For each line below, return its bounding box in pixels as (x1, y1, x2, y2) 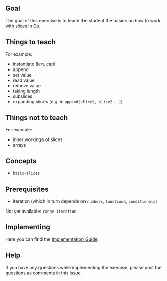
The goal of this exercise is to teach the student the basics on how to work (5, 17, 161, 23)
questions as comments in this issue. (5, 270, 82, 276)
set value (12, 72, 32, 78)
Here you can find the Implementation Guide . (5, 236, 99, 242)
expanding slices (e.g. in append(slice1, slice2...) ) (12, 98, 123, 104)
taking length (12, 88, 40, 94)
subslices (12, 93, 33, 99)
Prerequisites (5, 185, 49, 193)
